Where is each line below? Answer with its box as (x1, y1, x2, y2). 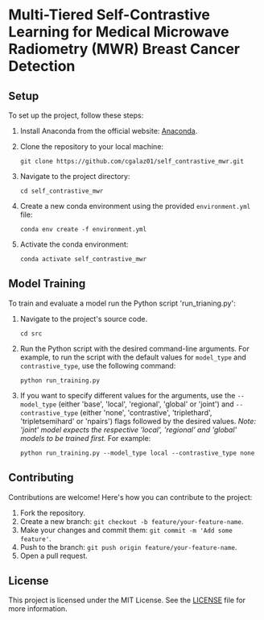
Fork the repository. (19, 508, 86, 518)
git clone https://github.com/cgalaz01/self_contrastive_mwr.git (19, 157, 244, 165)
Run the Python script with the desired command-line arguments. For (19, 343, 250, 353)
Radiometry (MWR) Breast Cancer (8, 40, 240, 58)
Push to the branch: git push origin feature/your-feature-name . (19, 542, 237, 551)
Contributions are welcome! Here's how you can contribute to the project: (8, 492, 253, 501)
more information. (8, 604, 68, 614)
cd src (19, 329, 43, 338)
